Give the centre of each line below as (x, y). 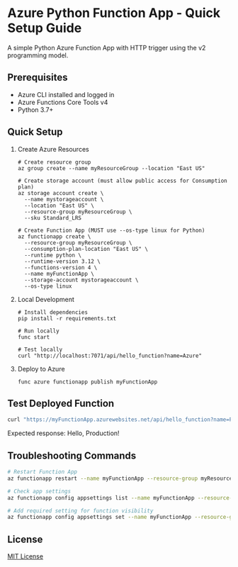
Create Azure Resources (53, 149)
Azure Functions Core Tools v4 (63, 102)
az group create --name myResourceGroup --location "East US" (111, 168)
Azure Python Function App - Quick (114, 13)
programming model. (38, 55)
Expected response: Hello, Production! (63, 433)
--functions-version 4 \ (61, 267)
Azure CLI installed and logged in (66, 94)
